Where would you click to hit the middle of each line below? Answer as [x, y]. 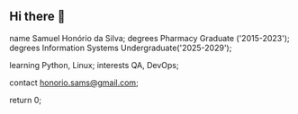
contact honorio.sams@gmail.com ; [74, 83]
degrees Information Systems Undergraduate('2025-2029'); [121, 48]
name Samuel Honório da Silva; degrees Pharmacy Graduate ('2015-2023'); [149, 38]
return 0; [26, 100]
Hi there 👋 [37, 17]
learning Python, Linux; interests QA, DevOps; [94, 65]
